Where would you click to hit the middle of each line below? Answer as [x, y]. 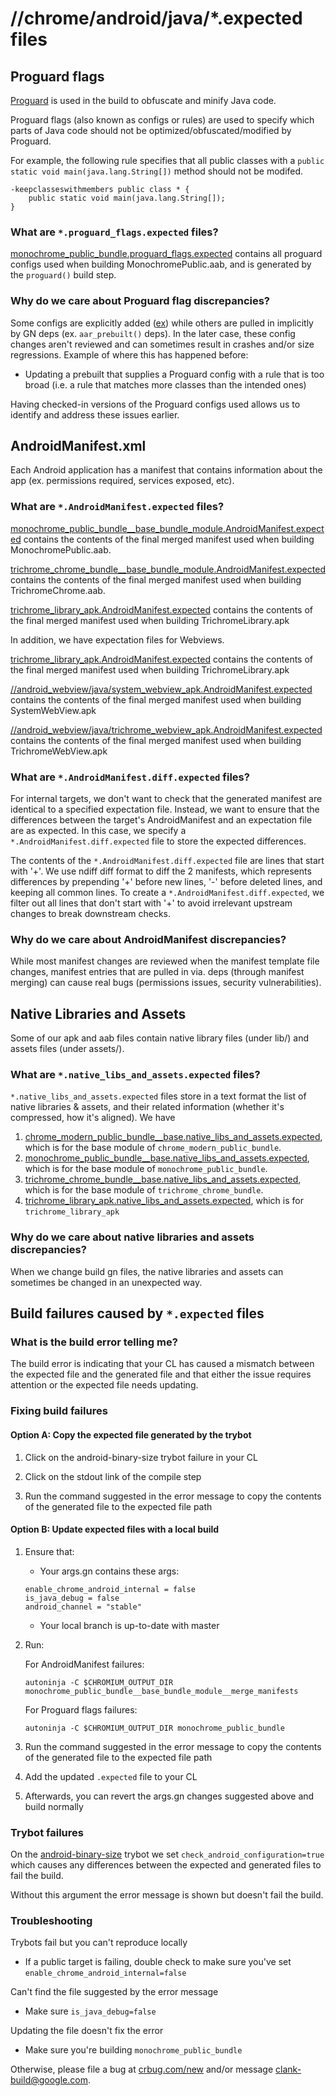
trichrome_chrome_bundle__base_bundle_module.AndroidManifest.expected [168, 569]
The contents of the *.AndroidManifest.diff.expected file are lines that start [167, 860]
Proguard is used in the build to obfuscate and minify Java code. [143, 100]
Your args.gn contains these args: [109, 1571]
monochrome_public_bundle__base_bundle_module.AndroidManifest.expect [167, 528]
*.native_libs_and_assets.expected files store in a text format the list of [158, 1096]
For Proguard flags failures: [81, 1709]
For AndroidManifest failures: [84, 1664]
